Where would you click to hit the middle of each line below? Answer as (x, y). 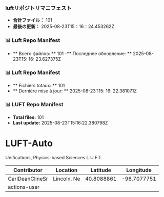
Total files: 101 (28, 117)
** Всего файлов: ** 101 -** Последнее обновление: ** (72, 53)
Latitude (101, 170)
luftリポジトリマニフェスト (38, 8)
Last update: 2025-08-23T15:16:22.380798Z (60, 123)
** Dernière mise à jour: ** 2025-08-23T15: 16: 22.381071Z (75, 91)
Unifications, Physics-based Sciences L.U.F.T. (54, 158)
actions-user (24, 187)
